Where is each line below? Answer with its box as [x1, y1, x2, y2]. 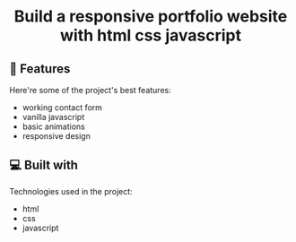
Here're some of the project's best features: [9, 85, 172, 95]
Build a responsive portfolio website [13, 6, 288, 27]
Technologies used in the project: [9, 186, 133, 196]
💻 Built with [9, 158, 79, 173]
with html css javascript [59, 25, 242, 46]
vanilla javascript [22, 112, 85, 122]
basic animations [22, 121, 85, 132]
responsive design [22, 131, 91, 141]
